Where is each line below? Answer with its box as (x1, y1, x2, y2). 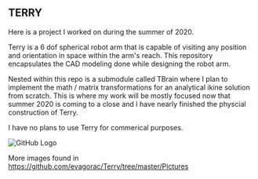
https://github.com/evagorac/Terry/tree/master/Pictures (8, 161, 189, 171)
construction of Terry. (8, 108, 78, 117)
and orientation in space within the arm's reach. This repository (8, 50, 213, 60)
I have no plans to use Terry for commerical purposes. (8, 122, 184, 132)
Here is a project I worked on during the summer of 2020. (8, 27, 194, 36)
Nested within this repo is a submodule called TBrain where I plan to (8, 74, 228, 83)
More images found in (8, 153, 79, 163)
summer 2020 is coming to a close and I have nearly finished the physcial (8, 99, 246, 108)
